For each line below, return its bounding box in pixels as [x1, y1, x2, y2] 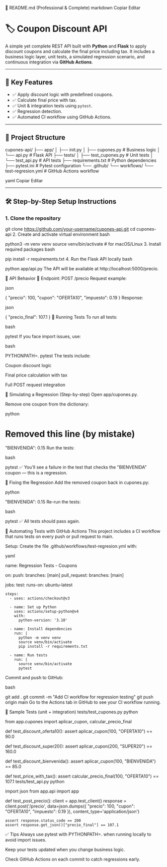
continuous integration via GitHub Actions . [5, 59, 93, 65]
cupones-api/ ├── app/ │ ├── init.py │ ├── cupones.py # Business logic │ [5, 146, 161, 152]
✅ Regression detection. [12, 108, 63, 114]
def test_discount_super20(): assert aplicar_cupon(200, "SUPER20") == [5, 743, 153, 749]
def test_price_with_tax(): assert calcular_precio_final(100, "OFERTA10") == [5, 773, 159, 779]
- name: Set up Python [9, 605, 57, 610]
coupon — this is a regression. [5, 470, 68, 476]
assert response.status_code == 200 [5, 818, 81, 824]
